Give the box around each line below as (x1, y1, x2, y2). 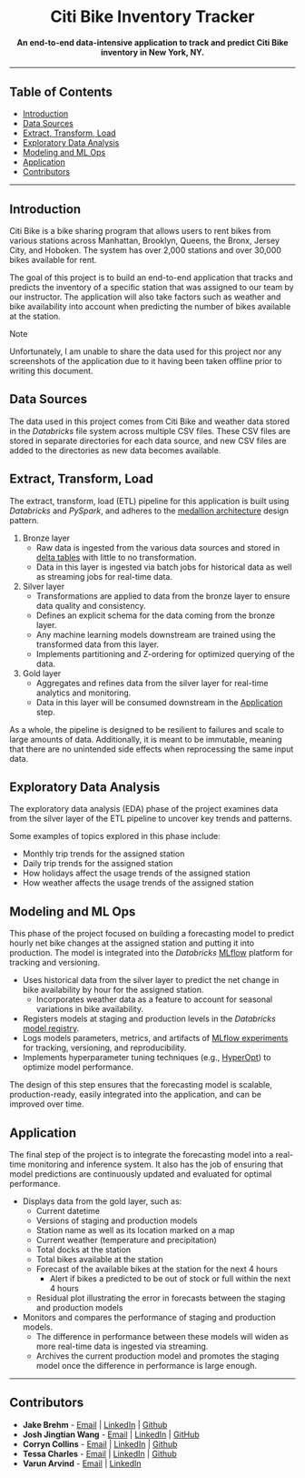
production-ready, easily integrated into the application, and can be (9, 1089, 261, 1100)
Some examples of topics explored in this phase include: (9, 831, 221, 842)
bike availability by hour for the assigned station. (22, 985, 204, 996)
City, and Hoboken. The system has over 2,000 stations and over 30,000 (9, 245, 281, 256)
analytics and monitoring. (35, 687, 132, 698)
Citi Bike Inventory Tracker (49, 6, 256, 27)
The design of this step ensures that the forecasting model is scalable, (9, 1079, 272, 1090)
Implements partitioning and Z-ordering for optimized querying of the (35, 648, 295, 659)
